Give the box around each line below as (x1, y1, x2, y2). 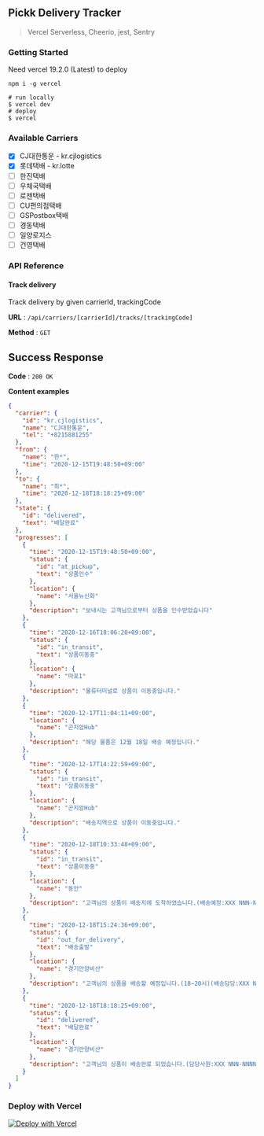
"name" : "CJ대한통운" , (22, 424, 90, 432)
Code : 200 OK (8, 371, 53, 381)
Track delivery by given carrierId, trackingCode (8, 297, 161, 307)
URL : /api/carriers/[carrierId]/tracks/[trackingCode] (8, 312, 193, 322)
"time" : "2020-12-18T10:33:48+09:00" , (28, 841, 156, 849)
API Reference (8, 260, 64, 271)
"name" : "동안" (36, 884, 82, 892)
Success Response (8, 350, 104, 364)
